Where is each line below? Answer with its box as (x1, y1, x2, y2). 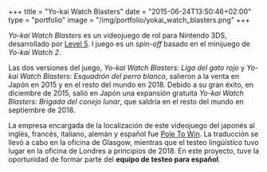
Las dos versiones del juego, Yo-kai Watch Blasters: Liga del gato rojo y (8, 63, 245, 72)
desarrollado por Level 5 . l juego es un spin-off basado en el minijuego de (8, 39, 251, 49)
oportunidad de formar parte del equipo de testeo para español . (8, 154, 221, 164)
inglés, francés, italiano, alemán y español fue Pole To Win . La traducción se (8, 129, 259, 139)
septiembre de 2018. (8, 105, 76, 115)
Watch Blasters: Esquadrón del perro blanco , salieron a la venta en (19, 72, 240, 80)
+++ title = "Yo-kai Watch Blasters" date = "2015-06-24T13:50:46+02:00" (8, 7, 252, 16)
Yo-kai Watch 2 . (8, 48, 61, 57)
